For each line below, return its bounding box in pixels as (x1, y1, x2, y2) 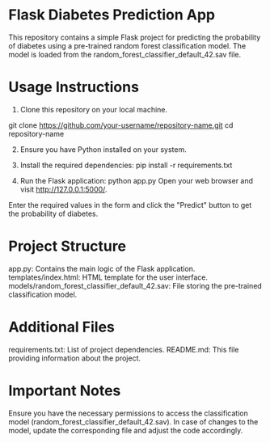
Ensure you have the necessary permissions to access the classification (8, 408, 248, 418)
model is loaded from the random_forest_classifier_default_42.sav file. (8, 49, 242, 59)
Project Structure (8, 237, 127, 255)
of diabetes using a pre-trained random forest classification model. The (8, 40, 247, 50)
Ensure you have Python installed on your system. (19, 144, 188, 154)
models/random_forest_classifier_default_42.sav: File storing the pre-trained (8, 281, 263, 290)
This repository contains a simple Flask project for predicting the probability (8, 32, 261, 42)
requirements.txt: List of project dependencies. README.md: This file (8, 344, 239, 354)
